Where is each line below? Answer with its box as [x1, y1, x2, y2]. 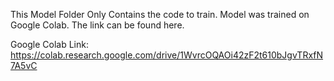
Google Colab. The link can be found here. [10, 19, 185, 31]
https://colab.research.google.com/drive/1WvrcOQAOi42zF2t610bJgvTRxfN [10, 49, 324, 61]
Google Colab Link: [10, 39, 89, 50]
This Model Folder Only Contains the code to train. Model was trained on [10, 9, 310, 20]
